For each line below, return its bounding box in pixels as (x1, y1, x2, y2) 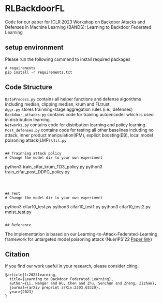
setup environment (5, 43, 64, 51)
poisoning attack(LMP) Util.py (5, 137, 67, 143)
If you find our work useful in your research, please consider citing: (5, 263, 139, 269)
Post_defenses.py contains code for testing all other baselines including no (5, 127, 154, 133)
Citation (5, 250, 30, 258)
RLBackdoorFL (5, 3, 65, 14)
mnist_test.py (5, 209, 32, 215)
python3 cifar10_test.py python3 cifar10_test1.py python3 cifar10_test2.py (5, 203, 151, 209)
